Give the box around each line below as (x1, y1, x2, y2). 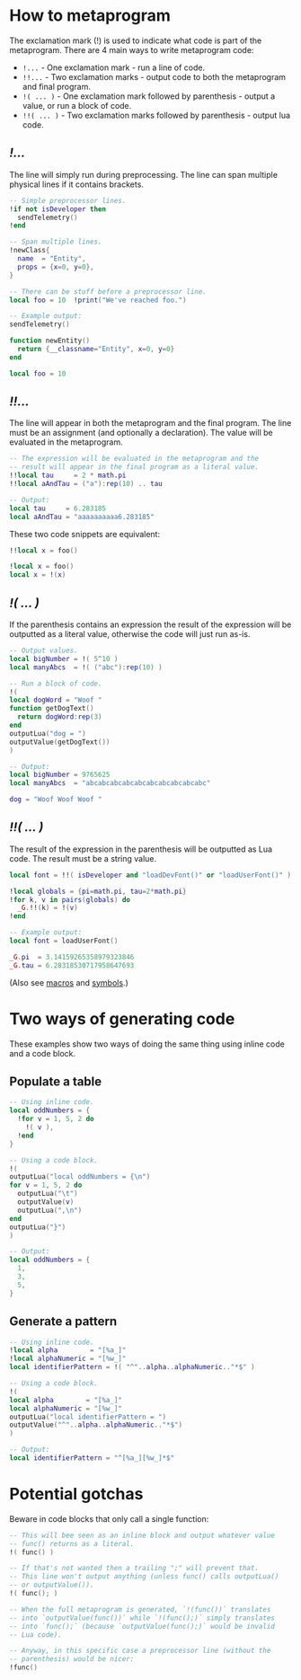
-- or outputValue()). (9, 1580, 94, 1590)
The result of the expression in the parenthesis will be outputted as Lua (9, 844, 272, 854)
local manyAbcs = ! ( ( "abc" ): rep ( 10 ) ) (9, 662, 164, 672)
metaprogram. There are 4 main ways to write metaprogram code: (9, 44, 254, 55)
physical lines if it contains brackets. (9, 179, 144, 190)
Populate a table (9, 1074, 102, 1090)
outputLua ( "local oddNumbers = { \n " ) (9, 1172, 151, 1181)
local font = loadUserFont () (9, 936, 119, 946)
